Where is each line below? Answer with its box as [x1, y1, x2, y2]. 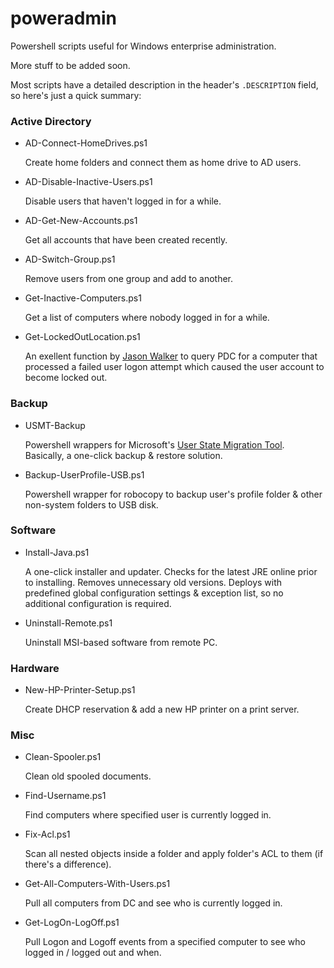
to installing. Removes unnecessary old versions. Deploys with [24, 576, 283, 588]
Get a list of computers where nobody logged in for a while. [24, 312, 270, 324]
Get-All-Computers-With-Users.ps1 [24, 878, 171, 890]
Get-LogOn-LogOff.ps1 [24, 917, 120, 929]
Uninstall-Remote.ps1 [24, 617, 113, 629]
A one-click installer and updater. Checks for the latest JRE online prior [24, 565, 318, 577]
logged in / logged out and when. [24, 947, 162, 959]
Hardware [10, 661, 60, 675]
